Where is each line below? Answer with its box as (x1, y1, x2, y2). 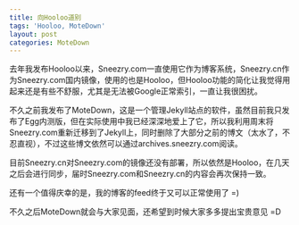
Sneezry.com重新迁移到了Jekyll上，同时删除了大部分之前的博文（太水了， (9, 127, 283, 138)
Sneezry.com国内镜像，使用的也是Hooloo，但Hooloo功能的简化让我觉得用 (16, 75, 291, 86)
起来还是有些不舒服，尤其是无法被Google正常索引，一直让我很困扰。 (9, 86, 263, 96)
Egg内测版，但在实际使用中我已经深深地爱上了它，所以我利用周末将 (24, 116, 274, 127)
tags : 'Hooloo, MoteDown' (9, 21, 105, 30)
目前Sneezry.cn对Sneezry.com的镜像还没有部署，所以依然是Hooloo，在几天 (9, 157, 290, 168)
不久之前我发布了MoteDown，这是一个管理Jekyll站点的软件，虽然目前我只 (9, 104, 283, 116)
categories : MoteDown (9, 37, 90, 47)
